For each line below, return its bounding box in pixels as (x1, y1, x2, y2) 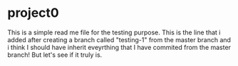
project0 (7, 5, 59, 21)
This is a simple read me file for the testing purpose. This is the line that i (7, 28, 221, 37)
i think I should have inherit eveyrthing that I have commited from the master (7, 43, 232, 51)
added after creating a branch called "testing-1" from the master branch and (7, 35, 232, 44)
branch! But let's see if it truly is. (7, 51, 103, 59)
